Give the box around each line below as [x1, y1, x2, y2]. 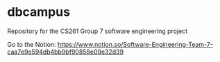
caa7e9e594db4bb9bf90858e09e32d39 [7, 48, 124, 56]
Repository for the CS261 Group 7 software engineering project [7, 27, 188, 35]
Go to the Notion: [7, 40, 57, 48]
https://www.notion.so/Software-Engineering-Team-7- [58, 40, 214, 48]
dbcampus [7, 4, 71, 20]
